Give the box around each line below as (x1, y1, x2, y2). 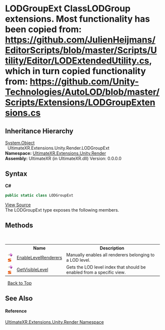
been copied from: (5, 24, 82, 35)
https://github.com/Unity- (29, 76, 139, 87)
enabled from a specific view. (66, 269, 126, 275)
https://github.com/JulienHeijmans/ (5, 34, 156, 46)
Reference (5, 308, 27, 314)
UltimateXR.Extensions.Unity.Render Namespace (5, 319, 104, 325)
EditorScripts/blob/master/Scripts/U (5, 45, 157, 56)
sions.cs (5, 108, 41, 118)
